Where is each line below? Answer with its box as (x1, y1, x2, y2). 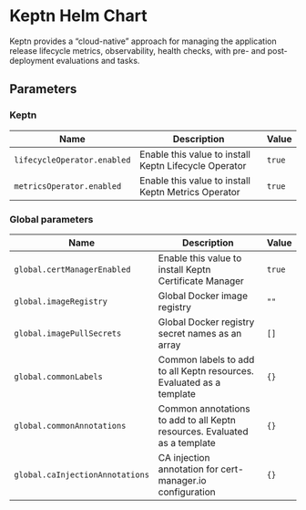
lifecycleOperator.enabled (14, 154, 131, 165)
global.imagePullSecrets (14, 328, 122, 338)
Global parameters (9, 213, 94, 225)
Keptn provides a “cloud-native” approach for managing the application (9, 36, 277, 47)
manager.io (158, 474, 207, 486)
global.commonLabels (14, 371, 103, 381)
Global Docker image (158, 289, 249, 302)
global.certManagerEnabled (14, 264, 131, 275)
